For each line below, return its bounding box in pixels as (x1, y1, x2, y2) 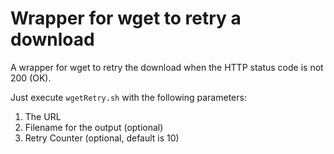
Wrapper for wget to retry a (10, 7, 242, 30)
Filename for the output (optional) (24, 121, 164, 133)
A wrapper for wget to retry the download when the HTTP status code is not (10, 61, 324, 73)
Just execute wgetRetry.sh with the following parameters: (10, 91, 247, 103)
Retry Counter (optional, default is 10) (24, 132, 180, 144)
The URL (24, 110, 62, 122)
